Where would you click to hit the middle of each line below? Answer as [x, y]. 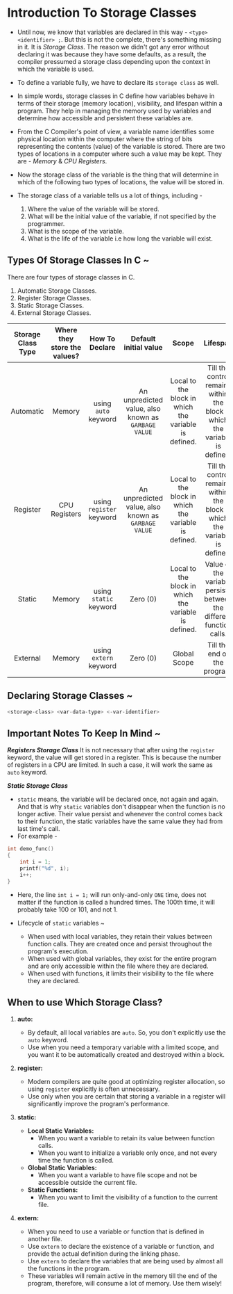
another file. [45, 1239]
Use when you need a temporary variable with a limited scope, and [123, 1047]
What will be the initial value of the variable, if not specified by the [122, 216]
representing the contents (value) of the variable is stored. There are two [121, 146]
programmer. [46, 223]
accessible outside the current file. [87, 1183]
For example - [37, 836]
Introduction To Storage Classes [102, 13]
